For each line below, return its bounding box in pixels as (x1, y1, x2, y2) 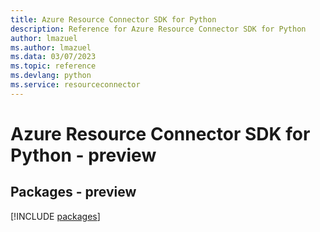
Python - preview (10, 144, 157, 166)
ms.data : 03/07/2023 (10, 52, 97, 62)
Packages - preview (10, 184, 137, 201)
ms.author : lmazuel (10, 42, 92, 53)
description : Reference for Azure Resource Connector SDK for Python (10, 24, 307, 34)
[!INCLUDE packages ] (10, 210, 101, 222)
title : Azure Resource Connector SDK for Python (10, 14, 217, 25)
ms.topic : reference (10, 61, 97, 71)
